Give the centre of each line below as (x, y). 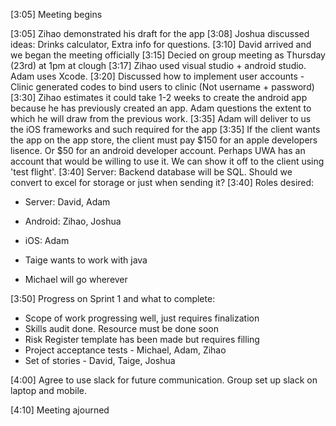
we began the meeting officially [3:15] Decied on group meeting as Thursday (168, 55)
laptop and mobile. (49, 390)
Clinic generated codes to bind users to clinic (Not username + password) (162, 87)
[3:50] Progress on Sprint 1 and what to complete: (113, 298)
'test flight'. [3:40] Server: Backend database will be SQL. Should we (151, 172)
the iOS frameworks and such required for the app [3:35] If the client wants (165, 129)
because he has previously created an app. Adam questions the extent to (161, 108)
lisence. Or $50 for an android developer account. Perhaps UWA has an (158, 150)
